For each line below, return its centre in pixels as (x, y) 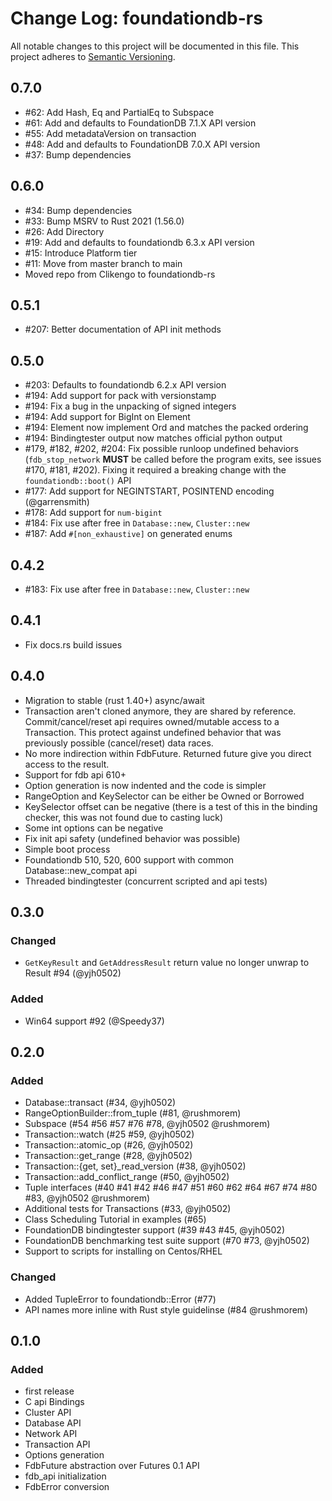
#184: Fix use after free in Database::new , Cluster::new (137, 523)
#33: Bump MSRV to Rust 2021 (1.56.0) (104, 221)
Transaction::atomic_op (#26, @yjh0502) (109, 1145)
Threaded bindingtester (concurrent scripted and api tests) (146, 881)
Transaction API (57, 1444)
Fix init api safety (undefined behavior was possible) (132, 838)
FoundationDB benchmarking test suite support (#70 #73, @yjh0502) (167, 1241)
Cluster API (48, 1413)
